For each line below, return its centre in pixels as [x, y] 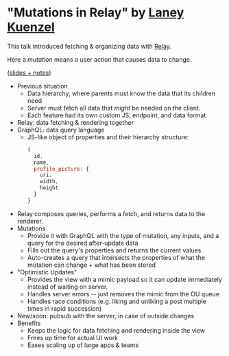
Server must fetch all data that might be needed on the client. [114, 108]
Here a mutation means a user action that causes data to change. [99, 59]
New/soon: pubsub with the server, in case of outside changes [106, 316]
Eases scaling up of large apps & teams [83, 345]
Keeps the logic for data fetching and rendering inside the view [116, 330]
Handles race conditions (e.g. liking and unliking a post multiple [117, 301]
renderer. [30, 221]
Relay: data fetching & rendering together [75, 122]
